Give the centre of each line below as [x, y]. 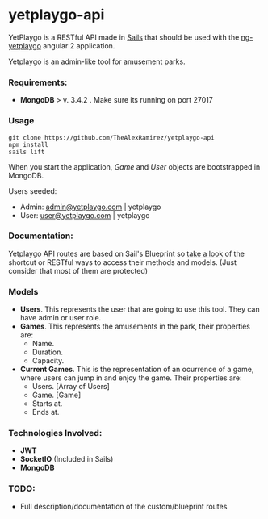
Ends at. [46, 412]
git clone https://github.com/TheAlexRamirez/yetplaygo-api [112, 138]
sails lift [27, 152]
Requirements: [38, 82]
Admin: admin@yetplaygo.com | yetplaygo [90, 207]
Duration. [47, 352]
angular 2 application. [79, 45]
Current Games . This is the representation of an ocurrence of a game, [137, 370]
